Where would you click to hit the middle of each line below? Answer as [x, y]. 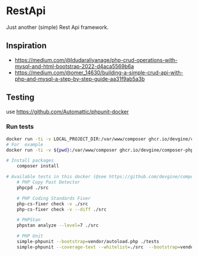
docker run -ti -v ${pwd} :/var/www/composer [62, 150]
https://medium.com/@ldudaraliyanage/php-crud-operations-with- [96, 60]
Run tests [20, 127]
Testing [20, 98]
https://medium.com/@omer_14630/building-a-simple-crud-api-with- [99, 73]
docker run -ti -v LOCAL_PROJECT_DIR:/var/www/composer [76, 139]
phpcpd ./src [33, 188]
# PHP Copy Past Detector [49, 182]
